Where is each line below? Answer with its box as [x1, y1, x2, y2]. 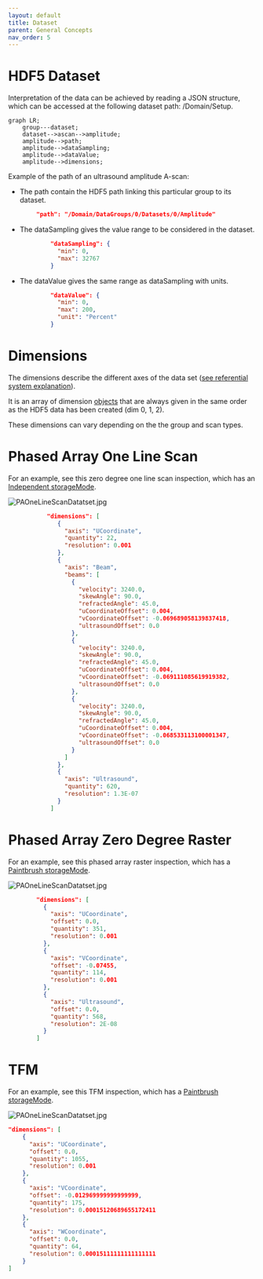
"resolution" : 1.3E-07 [64, 790, 139, 798]
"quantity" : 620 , [64, 782, 122, 790]
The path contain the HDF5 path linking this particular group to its [19, 187, 232, 196]
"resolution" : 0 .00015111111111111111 [28, 1250, 156, 1258]
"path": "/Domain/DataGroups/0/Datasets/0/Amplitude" [36, 211, 216, 218]
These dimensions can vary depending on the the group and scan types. [8, 420, 243, 429]
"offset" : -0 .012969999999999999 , [28, 1191, 143, 1199]
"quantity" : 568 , [49, 1013, 108, 1021]
